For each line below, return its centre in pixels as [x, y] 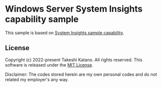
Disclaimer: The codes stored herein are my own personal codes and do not [81, 74]
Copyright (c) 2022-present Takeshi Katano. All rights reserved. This [74, 60]
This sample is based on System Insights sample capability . [65, 33]
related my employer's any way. [37, 79]
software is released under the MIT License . [49, 65]
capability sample [42, 19]
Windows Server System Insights [74, 9]
